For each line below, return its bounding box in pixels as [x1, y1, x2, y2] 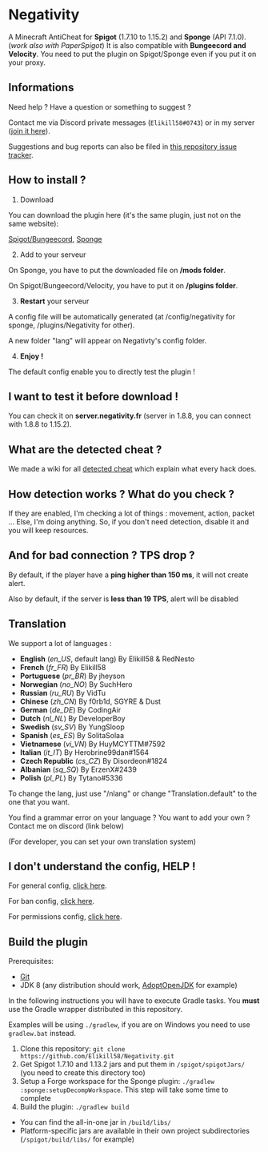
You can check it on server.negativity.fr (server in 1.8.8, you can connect [8, 411, 251, 421]
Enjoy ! [19, 351, 44, 361]
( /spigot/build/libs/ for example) [19, 1134, 134, 1144]
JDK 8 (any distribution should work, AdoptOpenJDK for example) [19, 981, 238, 990]
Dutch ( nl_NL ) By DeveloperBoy [19, 713, 126, 723]
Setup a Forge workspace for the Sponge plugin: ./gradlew [19, 1077, 214, 1086]
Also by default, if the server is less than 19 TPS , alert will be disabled [8, 594, 238, 604]
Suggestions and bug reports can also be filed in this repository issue [8, 142, 238, 151]
